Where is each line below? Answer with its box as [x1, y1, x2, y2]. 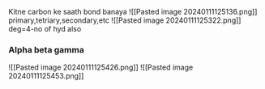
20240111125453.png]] [8, 71, 84, 81]
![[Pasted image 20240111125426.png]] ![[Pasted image [8, 62, 194, 72]
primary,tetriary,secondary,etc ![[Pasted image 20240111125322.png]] [8, 15, 241, 25]
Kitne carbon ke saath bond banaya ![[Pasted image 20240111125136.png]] [8, 7, 258, 16]
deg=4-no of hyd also [8, 24, 82, 33]
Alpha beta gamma [8, 44, 85, 55]
